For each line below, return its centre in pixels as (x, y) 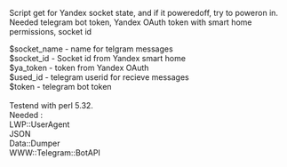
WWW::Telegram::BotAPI (55, 153)
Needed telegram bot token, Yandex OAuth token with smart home (131, 22)
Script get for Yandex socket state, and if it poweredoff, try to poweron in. (143, 13)
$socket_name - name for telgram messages (91, 49)
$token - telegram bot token (61, 87)
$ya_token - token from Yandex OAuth (79, 68)
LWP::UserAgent (40, 124)
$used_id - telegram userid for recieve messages (99, 77)
